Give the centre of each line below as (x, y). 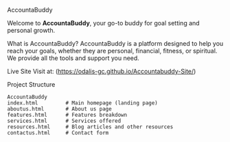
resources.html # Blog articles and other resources (90, 127)
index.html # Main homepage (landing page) (82, 103)
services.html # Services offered (64, 121)
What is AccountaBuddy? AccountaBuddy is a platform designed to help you (115, 43)
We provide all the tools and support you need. (73, 58)
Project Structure (31, 84)
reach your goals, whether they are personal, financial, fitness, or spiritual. (112, 51)
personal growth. (31, 30)
